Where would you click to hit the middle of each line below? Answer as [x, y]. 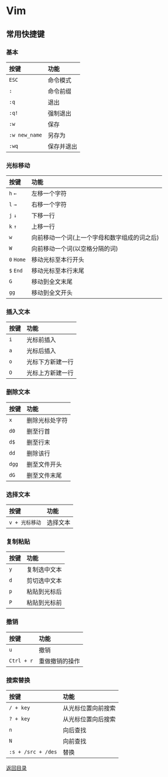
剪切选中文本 [44, 581]
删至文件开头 [44, 464]
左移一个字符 [49, 194]
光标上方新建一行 [50, 373]
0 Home [18, 260]
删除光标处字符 [47, 420]
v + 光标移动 [25, 523]
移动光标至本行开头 [58, 260]
